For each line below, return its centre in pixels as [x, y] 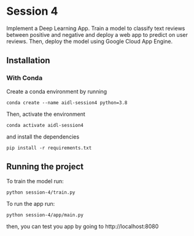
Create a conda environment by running [57, 91]
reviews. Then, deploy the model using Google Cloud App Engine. [90, 41]
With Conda [25, 78]
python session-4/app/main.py [45, 215]
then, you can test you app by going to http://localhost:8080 [83, 226]
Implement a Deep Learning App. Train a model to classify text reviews [96, 28]
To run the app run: [31, 204]
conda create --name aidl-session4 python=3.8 [67, 102]
